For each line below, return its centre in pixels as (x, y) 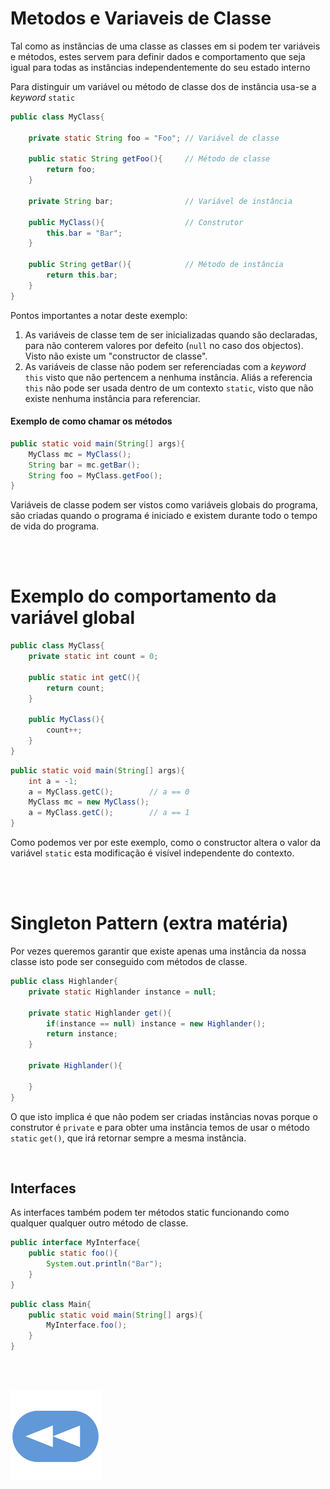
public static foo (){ (73, 1253)
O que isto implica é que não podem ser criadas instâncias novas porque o (164, 1116)
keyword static (43, 97)
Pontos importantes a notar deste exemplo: (99, 315)
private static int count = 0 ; (93, 657)
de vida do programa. (55, 526)
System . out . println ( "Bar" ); (104, 1264)
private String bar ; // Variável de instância (160, 201)
